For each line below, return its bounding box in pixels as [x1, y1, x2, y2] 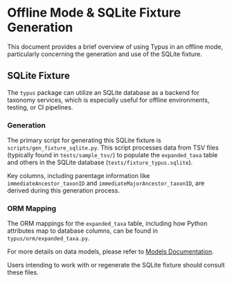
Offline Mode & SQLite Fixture [7, 5, 181, 21]
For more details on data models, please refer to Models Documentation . [7, 247, 214, 256]
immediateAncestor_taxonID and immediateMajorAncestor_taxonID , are [7, 179, 205, 188]
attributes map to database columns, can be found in [7, 227, 158, 235]
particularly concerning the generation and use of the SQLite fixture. [7, 50, 202, 58]
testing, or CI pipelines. [7, 103, 73, 112]
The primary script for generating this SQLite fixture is [7, 136, 161, 145]
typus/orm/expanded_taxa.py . [7, 234, 90, 243]
